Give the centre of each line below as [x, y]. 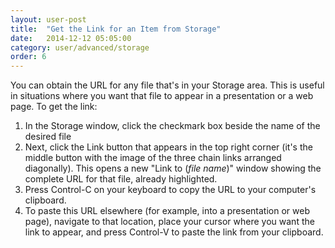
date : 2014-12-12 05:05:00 [71, 38]
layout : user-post [48, 19]
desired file [48, 137]
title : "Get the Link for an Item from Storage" [116, 29]
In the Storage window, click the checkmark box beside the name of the [172, 126]
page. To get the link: [54, 107]
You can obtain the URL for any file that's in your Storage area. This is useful [167, 85]
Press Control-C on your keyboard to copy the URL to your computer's [170, 190]
